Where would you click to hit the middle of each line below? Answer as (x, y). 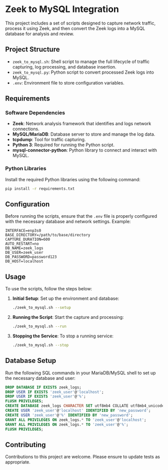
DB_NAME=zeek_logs (24, 248)
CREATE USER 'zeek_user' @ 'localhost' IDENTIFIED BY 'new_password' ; (78, 411)
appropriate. (18, 462)
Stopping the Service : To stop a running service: (63, 336)
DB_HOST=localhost (24, 261)
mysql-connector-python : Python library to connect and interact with (85, 150)
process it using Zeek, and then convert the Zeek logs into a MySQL (75, 28)
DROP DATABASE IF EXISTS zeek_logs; (43, 387)
